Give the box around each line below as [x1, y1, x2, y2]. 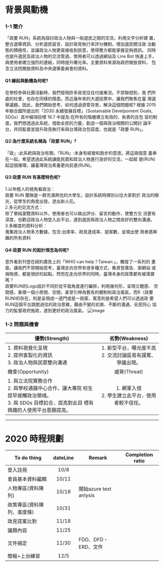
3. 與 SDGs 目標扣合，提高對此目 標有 [7, 399, 94, 406]
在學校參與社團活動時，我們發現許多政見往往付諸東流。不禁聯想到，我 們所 [5, 89, 156, 95]
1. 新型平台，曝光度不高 [101, 344, 156, 351]
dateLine [53, 454, 74, 461]
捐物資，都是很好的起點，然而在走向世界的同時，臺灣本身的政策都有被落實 [5, 271, 155, 277]
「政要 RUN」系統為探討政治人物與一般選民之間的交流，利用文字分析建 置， [5, 35, 158, 41]
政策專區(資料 [7, 501, 39, 508]
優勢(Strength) [34, 335, 69, 342]
